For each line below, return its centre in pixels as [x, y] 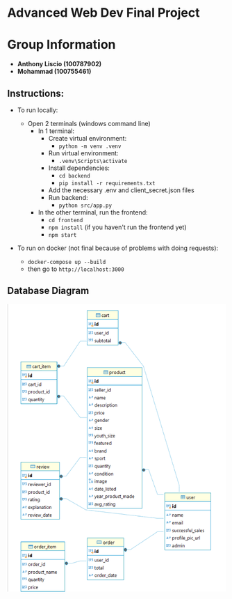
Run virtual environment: [83, 153]
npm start [63, 235]
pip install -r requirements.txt [107, 183]
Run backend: [68, 197]
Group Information [61, 45]
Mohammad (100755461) [54, 72]
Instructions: [36, 93]
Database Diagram [48, 291]
